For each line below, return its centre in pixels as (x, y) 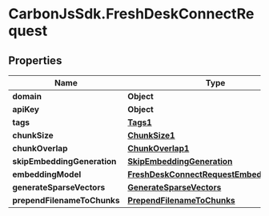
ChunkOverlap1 (159, 148)
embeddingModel (47, 174)
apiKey (26, 109)
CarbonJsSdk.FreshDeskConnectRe (131, 14)
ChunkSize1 (151, 135)
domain (27, 96)
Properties (35, 60)
